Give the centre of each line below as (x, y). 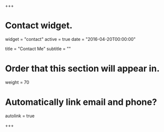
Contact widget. (39, 26)
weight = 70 (17, 82)
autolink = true (20, 116)
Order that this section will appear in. (82, 69)
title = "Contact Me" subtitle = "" (38, 49)
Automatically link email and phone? (81, 102)
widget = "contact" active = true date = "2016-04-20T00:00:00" (70, 39)
